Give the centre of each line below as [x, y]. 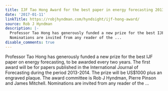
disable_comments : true [30, 42]
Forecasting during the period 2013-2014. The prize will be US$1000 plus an [84, 72]
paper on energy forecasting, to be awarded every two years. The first [78, 62]
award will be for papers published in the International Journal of [72, 67]
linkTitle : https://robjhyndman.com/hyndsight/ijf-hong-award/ [72, 19]
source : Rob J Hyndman [29, 24]
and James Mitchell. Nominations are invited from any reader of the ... [77, 83]
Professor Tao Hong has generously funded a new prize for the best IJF [79, 56]
